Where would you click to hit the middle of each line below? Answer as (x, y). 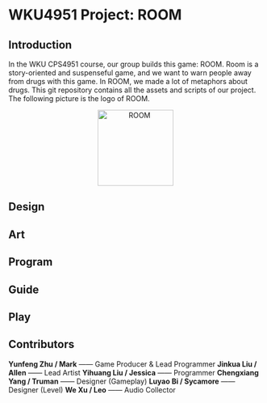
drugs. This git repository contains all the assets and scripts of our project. (132, 90)
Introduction (40, 45)
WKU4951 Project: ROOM (95, 15)
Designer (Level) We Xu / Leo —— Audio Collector (92, 389)
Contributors (42, 344)
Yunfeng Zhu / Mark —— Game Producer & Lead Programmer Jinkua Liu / (133, 364)
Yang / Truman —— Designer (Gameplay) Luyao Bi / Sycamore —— (122, 381)
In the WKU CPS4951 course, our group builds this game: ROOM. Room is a (133, 64)
